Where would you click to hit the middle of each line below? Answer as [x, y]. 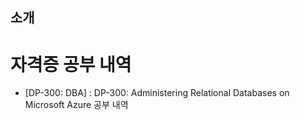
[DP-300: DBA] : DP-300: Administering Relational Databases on [157, 93]
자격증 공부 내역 [71, 64]
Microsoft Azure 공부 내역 [76, 105]
